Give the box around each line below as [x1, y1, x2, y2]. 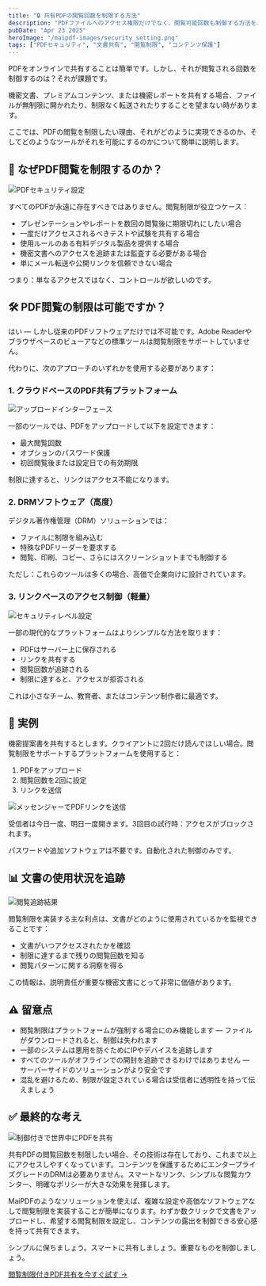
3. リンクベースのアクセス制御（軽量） [8, 591, 155, 602]
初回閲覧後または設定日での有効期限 [19, 458, 139, 467]
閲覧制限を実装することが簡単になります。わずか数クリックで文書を [21, 1206, 244, 1215]
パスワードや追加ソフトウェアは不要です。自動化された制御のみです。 [8, 845, 236, 856]
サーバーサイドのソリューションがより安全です [19, 1065, 173, 1074]
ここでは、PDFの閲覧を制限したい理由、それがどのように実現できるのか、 [8, 128, 251, 137]
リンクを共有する [19, 654, 76, 664]
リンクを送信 [19, 785, 62, 795]
